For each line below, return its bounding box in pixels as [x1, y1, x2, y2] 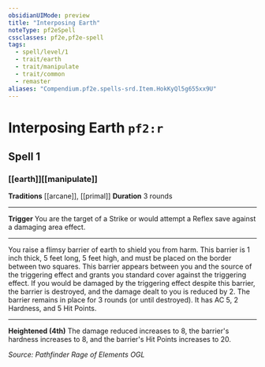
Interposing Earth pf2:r [8, 119, 164, 136]
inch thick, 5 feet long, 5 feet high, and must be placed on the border [8, 254, 232, 263]
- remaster [15, 77, 51, 85]
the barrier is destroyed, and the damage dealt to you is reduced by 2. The [8, 287, 251, 296]
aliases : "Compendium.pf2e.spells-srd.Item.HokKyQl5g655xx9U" [8, 84, 217, 93]
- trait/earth [15, 56, 62, 64]
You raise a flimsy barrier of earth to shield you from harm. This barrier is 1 [8, 245, 250, 254]
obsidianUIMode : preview [8, 11, 90, 20]
